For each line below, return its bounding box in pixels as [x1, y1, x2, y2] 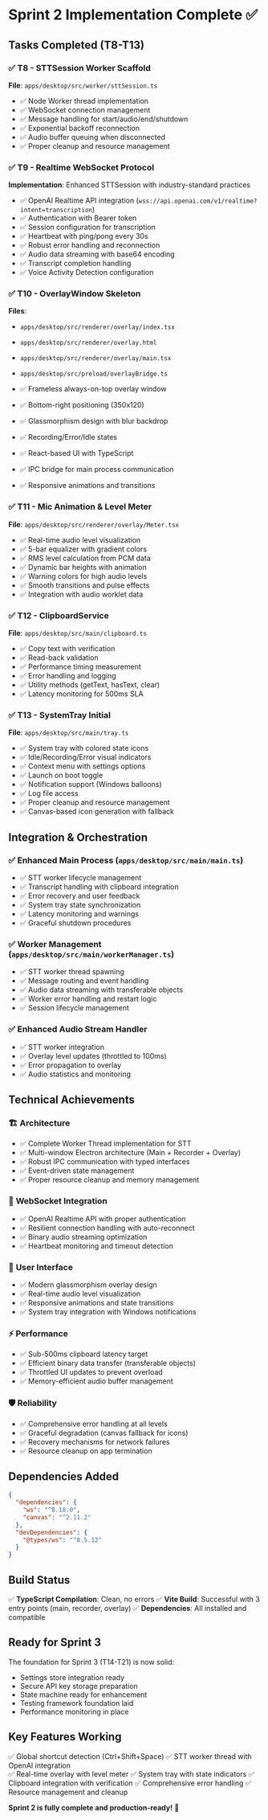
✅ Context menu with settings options [19, 761, 146, 771]
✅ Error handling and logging [19, 671, 116, 681]
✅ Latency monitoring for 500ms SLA [19, 689, 144, 699]
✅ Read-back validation [19, 653, 99, 662]
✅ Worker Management [8, 938, 102, 949]
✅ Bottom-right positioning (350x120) [19, 400, 144, 410]
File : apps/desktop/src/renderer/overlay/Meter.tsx [8, 519, 179, 529]
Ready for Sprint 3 [8, 1636, 102, 1650]
